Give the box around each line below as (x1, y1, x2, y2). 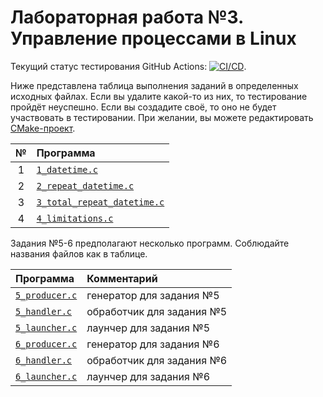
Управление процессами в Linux (10, 27, 297, 50)
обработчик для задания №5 (86, 304, 228, 318)
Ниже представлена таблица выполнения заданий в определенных (10, 79, 299, 91)
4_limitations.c (36, 212, 114, 224)
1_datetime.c (36, 164, 98, 175)
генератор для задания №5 (86, 288, 220, 302)
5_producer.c (15, 289, 78, 301)
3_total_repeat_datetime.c (36, 196, 165, 208)
